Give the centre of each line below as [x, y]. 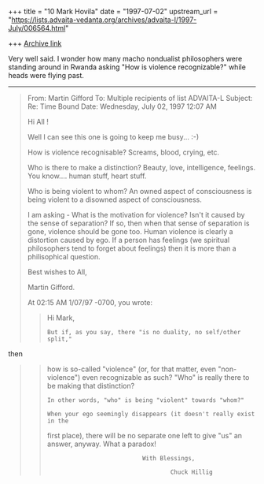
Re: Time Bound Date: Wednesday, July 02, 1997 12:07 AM [122, 106]
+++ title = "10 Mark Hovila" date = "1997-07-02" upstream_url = [113, 11]
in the [58, 421]
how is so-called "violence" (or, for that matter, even [132, 369]
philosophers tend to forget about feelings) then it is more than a [132, 248]
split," [59, 339]
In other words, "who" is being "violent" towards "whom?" [146, 400]
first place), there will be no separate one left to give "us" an [144, 436]
